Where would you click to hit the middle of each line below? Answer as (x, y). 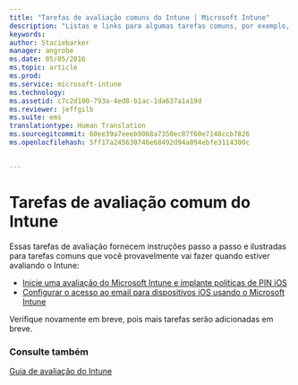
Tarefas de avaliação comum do (130, 202)
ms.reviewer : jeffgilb (51, 109)
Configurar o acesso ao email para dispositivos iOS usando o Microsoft (153, 292)
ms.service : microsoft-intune (66, 84)
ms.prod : (26, 76)
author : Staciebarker (50, 43)
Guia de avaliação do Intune (61, 371)
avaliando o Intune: (44, 265)
